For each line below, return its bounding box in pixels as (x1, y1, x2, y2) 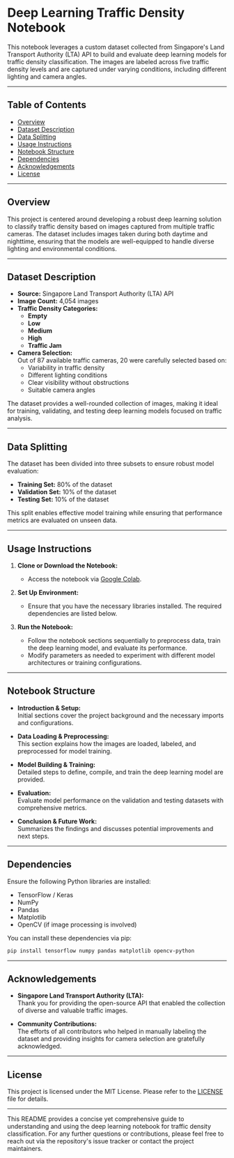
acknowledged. (17, 1042, 62, 1051)
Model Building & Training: (17, 760, 96, 768)
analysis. (7, 414, 33, 422)
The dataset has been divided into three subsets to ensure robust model (7, 459, 214, 468)
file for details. (7, 1095, 49, 1103)
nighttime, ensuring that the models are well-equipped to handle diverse (7, 237, 214, 245)
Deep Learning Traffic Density (7, 5, 185, 21)
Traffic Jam (27, 342, 62, 350)
